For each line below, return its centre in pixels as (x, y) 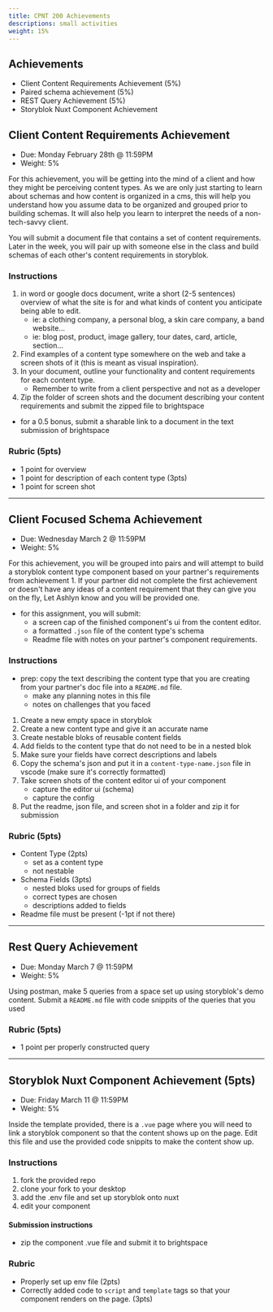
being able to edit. (50, 311)
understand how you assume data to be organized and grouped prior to (128, 205)
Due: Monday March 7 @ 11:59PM (76, 967)
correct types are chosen (75, 897)
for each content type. (58, 380)
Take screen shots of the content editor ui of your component (123, 780)
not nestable (53, 871)
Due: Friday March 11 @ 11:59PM (74, 1100)
